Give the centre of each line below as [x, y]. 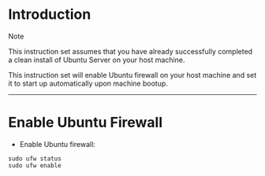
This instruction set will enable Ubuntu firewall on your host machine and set [132, 75]
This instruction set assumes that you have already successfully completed [131, 51]
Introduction [50, 15]
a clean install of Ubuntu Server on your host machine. [97, 60]
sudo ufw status [35, 159]
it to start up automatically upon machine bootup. [88, 83]
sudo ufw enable [35, 165]
